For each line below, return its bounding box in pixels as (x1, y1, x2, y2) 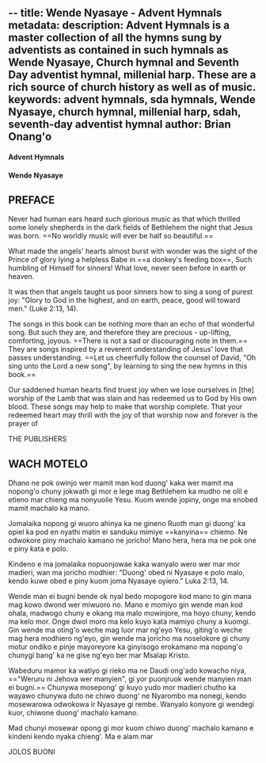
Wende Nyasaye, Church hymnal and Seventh (8, 55, 240, 70)
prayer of (8, 419, 39, 429)
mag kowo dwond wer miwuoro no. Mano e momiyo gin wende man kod (8, 600, 243, 609)
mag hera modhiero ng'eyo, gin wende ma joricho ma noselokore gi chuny (8, 634, 251, 643)
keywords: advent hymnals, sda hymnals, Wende (8, 93, 256, 106)
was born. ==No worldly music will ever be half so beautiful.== (8, 231, 214, 241)
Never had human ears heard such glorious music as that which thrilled (8, 214, 241, 224)
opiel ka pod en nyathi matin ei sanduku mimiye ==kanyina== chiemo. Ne (8, 527, 248, 537)
